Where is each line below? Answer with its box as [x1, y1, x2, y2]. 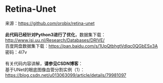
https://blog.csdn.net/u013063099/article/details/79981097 [5, 72, 126, 78]
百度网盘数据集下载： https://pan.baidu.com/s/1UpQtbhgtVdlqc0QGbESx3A [5, 43, 158, 49]
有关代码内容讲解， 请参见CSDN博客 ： [5, 60, 83, 66]
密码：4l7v [5, 49, 27, 55]
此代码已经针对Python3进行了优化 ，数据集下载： [5, 31, 106, 37]
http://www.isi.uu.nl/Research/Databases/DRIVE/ [5, 37, 105, 43]
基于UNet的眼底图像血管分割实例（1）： [5, 66, 85, 72]
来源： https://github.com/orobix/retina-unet [5, 20, 95, 26]
